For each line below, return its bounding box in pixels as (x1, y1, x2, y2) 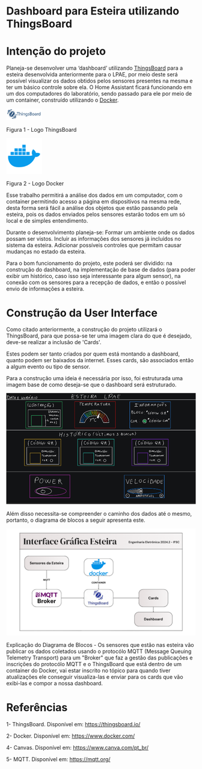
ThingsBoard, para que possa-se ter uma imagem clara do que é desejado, (6, 332, 192, 339)
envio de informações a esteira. (6, 285, 85, 292)
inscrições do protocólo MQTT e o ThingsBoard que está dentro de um (6, 660, 182, 667)
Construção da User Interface (6, 306, 158, 320)
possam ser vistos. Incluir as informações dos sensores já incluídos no (6, 235, 182, 242)
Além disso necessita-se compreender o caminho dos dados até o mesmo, (6, 510, 192, 517)
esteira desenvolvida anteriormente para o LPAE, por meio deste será (6, 71, 179, 78)
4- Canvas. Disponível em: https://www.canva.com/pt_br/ (6, 744, 149, 751)
